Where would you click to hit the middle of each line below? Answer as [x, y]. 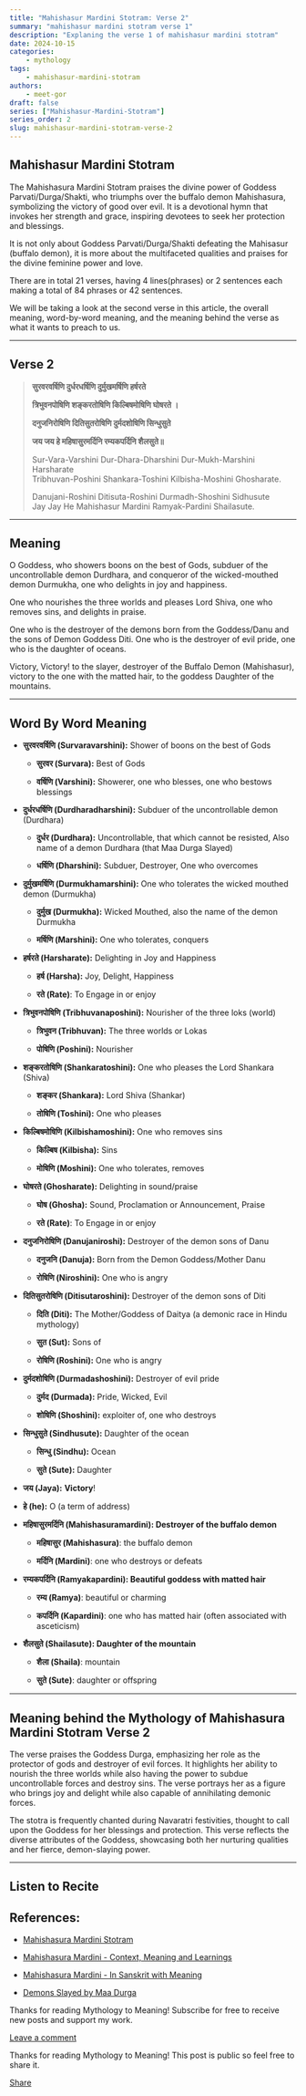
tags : [20, 69]
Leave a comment [43, 2038]
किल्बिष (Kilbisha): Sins [77, 1150]
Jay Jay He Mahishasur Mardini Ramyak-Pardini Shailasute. [143, 506]
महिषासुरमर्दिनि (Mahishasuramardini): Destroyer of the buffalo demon [150, 1525]
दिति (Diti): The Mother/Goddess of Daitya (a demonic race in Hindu [162, 1314]
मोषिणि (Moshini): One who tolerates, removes [120, 1168]
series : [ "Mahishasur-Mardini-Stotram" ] [87, 111]
